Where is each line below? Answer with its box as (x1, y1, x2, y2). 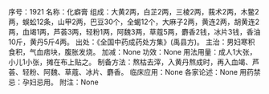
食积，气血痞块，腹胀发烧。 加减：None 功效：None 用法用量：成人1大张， (8, 47, 257, 56)
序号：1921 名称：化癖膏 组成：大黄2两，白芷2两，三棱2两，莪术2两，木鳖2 (8, 7, 259, 16)
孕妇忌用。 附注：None (22, 77, 99, 87)
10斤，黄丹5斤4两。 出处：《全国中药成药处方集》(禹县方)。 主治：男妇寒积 (8, 37, 255, 47)
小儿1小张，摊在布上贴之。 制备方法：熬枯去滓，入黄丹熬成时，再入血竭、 (8, 57, 253, 67)
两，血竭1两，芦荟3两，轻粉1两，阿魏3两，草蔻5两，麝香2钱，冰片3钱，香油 (8, 27, 261, 36)
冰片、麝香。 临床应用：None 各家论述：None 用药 (85, 67, 255, 76)
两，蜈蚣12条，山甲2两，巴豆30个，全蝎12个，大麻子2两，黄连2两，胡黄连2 (8, 17, 260, 27)
